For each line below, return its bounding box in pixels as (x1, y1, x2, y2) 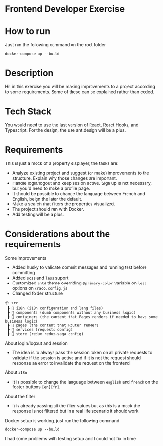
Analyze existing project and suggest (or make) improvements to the (12, 170, 149, 176)
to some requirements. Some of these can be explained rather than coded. (5, 89, 155, 95)
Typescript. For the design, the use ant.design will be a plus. (5, 127, 126, 133)
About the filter (5, 393, 36, 399)
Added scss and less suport (12, 275, 69, 281)
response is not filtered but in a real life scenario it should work (12, 408, 139, 414)
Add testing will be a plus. (12, 211, 64, 217)
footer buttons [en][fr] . (12, 384, 61, 390)
